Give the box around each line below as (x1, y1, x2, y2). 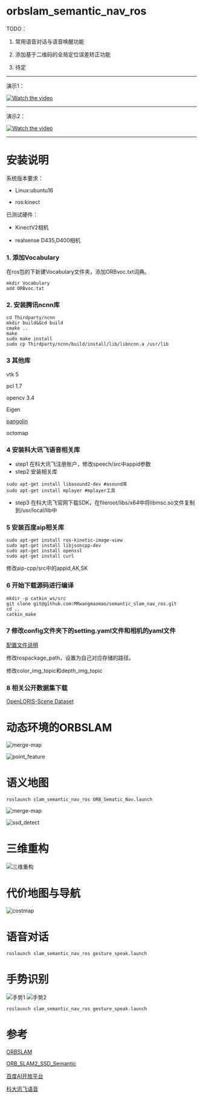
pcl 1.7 (6, 382, 22, 389)
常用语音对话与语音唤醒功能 (14, 38, 85, 45)
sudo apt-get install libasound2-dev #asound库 (6, 481, 127, 488)
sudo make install (6, 336, 53, 342)
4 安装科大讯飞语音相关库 (6, 445, 80, 454)
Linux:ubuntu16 (14, 187, 53, 194)
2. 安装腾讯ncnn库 (6, 301, 60, 309)
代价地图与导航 (6, 887, 81, 901)
